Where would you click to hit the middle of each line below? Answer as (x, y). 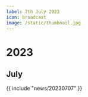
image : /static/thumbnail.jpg (44, 23)
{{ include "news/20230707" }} (44, 88)
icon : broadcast (26, 17)
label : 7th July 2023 (33, 12)
